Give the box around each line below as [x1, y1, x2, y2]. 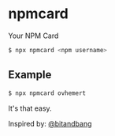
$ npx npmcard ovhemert [8, 89, 87, 97]
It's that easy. [8, 104, 53, 113]
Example [8, 68, 52, 81]
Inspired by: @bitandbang [8, 119, 92, 128]
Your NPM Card [8, 31, 59, 40]
